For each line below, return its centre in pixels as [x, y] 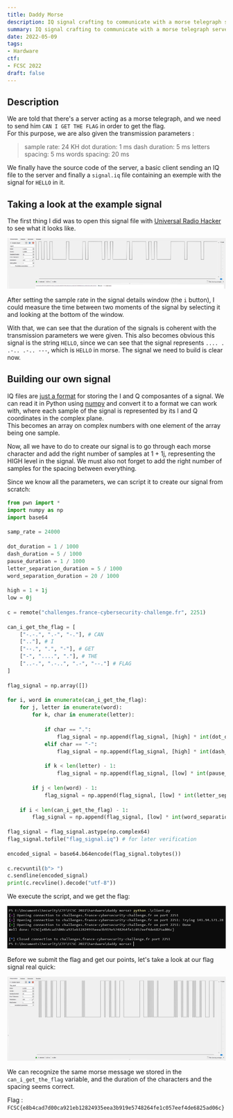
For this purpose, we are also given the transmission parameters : [101, 134]
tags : [15, 44]
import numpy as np [35, 510]
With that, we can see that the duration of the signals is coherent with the [112, 328]
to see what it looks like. [42, 228]
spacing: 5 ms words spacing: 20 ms [77, 154]
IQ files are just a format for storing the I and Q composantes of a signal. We [116, 396]
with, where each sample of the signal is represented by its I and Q [102, 411]
